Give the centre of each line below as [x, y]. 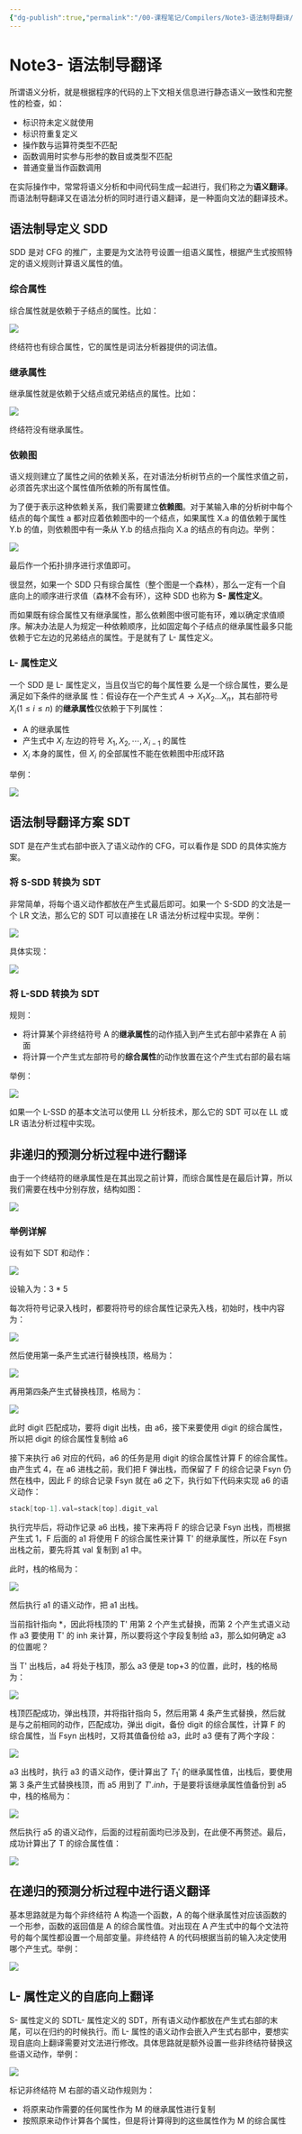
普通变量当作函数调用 [62, 167]
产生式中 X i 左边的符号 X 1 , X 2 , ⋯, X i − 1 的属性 [104, 742]
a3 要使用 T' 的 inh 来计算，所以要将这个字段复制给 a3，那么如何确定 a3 [153, 1635]
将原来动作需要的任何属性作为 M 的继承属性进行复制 [119, 2109]
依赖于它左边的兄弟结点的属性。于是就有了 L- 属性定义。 [114, 637]
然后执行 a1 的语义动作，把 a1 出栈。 [76, 1605]
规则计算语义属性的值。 [84, 263]
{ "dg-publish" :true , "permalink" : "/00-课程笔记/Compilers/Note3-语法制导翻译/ [151, 18]
